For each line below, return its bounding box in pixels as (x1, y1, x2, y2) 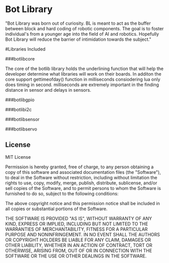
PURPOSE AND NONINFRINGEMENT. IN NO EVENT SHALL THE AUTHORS (5, 231, 160, 237)
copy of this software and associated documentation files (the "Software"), (5, 169, 161, 175)
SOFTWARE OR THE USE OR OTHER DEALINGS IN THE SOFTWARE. (5, 253, 147, 259)
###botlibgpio (5, 97, 35, 103)
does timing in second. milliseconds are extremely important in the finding (5, 82, 159, 88)
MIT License (5, 154, 31, 160)
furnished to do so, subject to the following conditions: (5, 190, 119, 196)
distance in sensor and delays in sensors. (5, 87, 92, 93)
